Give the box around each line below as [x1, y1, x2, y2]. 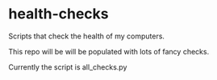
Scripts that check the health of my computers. [8, 31, 165, 41]
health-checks [8, 5, 109, 23]
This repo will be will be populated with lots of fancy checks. [8, 46, 210, 56]
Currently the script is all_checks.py [8, 62, 127, 72]
